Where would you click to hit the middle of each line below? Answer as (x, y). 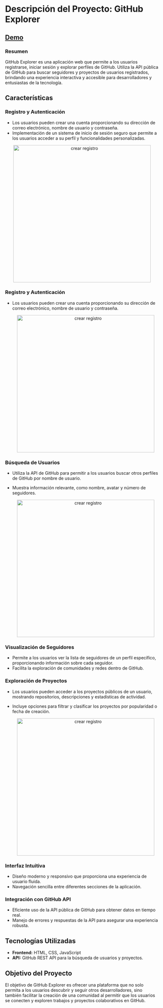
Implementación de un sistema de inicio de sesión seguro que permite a (84, 133)
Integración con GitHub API (38, 899)
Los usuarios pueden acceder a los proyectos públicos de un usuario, (82, 692)
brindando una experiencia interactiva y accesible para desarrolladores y (79, 77)
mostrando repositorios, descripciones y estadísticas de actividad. (79, 696)
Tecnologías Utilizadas (41, 941)
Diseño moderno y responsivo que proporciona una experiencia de (79, 876)
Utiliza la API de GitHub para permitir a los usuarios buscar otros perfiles (85, 473)
